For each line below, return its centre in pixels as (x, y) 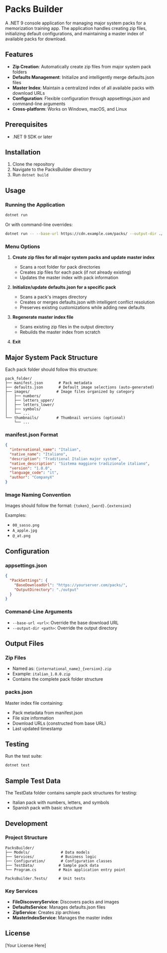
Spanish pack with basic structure (47, 808)
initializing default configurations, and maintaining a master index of (75, 33)
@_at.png (21, 536)
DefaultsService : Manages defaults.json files (59, 907)
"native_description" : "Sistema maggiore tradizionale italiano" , (80, 464)
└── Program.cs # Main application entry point (65, 870)
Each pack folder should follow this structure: (52, 369)
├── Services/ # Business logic (51, 857)
